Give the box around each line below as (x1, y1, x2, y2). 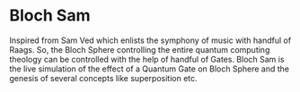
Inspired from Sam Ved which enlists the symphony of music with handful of (9, 35, 292, 46)
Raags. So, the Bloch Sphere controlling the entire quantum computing (9, 44, 270, 54)
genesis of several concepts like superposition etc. (9, 72, 198, 83)
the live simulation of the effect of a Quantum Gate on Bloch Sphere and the (9, 63, 290, 74)
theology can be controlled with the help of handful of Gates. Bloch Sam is (9, 54, 285, 64)
